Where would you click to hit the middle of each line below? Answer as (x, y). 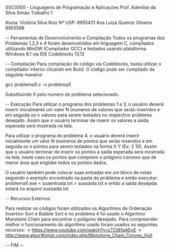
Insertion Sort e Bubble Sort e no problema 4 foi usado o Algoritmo (75, 214)
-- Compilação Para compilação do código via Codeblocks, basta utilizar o (83, 64)
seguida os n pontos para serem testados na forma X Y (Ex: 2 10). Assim (81, 146)
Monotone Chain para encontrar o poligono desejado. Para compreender (82, 219)
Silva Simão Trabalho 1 (29, 13)
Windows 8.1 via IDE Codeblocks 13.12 (45, 54)
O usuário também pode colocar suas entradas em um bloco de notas (78, 172)
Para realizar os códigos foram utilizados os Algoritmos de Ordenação (79, 208)
